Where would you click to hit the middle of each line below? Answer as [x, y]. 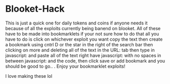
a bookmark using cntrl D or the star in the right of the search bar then [79, 44]
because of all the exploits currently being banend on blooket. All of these [83, 28]
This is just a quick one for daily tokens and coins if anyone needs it [77, 23]
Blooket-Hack [35, 9]
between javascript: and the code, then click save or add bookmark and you [85, 61]
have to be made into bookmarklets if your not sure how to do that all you [82, 34]
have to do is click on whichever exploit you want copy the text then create [84, 39]
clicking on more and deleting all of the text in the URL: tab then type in [80, 50]
